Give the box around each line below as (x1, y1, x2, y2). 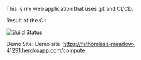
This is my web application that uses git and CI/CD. (6, 5, 134, 12)
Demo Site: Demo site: (6, 41, 62, 47)
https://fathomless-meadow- (63, 41, 135, 47)
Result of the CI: (6, 17, 47, 24)
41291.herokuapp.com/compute (6, 47, 86, 54)
